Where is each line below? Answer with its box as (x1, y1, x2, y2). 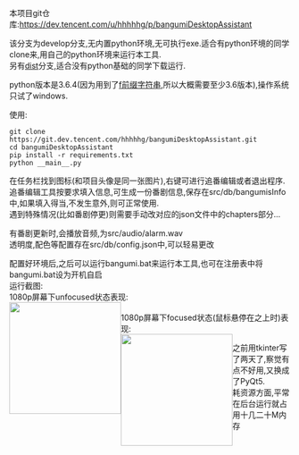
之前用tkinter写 (232, 342, 287, 353)
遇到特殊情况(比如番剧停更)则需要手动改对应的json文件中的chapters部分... (9, 209, 281, 219)
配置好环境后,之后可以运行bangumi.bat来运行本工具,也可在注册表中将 (9, 258, 263, 268)
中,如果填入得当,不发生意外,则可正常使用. (9, 198, 160, 208)
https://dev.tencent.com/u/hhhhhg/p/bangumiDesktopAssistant (19, 19, 253, 29)
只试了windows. (9, 90, 69, 101)
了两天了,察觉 (232, 354, 283, 364)
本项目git (9, 8, 43, 18)
